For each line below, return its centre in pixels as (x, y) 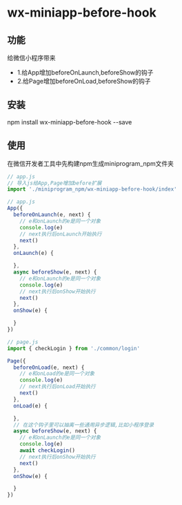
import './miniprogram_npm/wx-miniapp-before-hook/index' (92, 189)
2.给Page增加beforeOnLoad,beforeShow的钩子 (84, 81)
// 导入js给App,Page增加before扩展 (54, 183)
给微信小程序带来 (31, 58)
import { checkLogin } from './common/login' (73, 348)
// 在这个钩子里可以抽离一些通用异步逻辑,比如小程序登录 (84, 425)
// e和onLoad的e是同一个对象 (57, 374)
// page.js (23, 342)
